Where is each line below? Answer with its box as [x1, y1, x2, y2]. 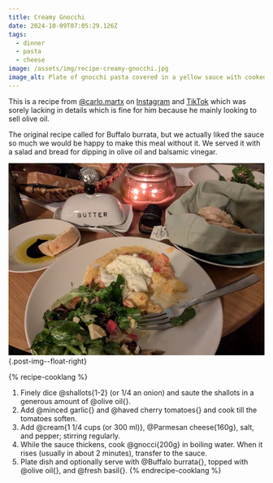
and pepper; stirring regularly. [19, 431, 120, 441]
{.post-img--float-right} [8, 356, 88, 366]
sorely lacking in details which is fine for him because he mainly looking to [8, 105, 258, 115]
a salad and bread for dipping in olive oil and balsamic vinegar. [8, 146, 218, 156]
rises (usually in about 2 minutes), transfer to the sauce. [19, 448, 207, 458]
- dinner [15, 39, 45, 47]
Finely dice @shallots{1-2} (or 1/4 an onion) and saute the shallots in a [19, 387, 254, 398]
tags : [8, 30, 27, 38]
